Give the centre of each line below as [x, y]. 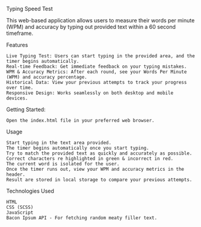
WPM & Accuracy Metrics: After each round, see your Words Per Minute [97, 72]
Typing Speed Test [29, 9]
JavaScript [20, 213]
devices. [17, 98]
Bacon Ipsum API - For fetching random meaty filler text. [82, 218]
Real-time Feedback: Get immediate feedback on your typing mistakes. [97, 66]
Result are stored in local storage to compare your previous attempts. [99, 180]
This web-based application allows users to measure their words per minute [100, 20]
